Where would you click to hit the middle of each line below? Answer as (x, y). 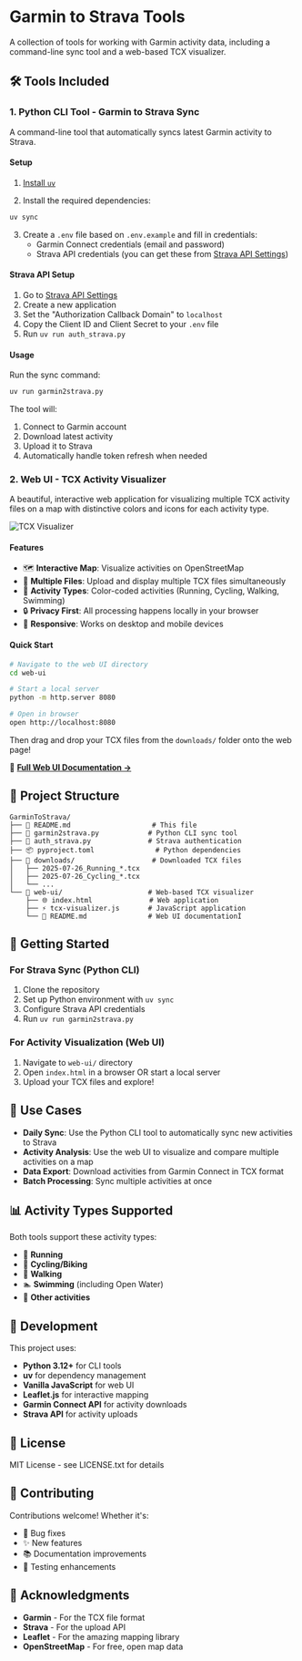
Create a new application (69, 304)
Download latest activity (68, 436)
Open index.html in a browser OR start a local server (121, 1072)
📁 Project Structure (65, 796)
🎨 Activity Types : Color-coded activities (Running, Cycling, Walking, (151, 591)
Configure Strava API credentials (84, 1009)
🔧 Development (54, 1326)
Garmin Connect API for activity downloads (105, 1405)
